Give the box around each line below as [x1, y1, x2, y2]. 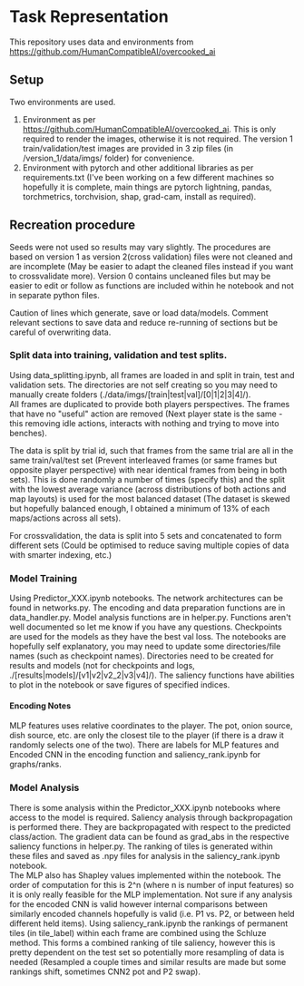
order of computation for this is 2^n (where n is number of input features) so [9, 879, 295, 890]
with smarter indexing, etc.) [9, 549, 113, 560]
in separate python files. [9, 289, 100, 300]
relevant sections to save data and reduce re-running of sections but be [9, 317, 279, 327]
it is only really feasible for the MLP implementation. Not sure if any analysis [9, 889, 293, 900]
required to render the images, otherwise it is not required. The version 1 [22, 133, 293, 144]
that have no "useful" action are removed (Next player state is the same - [9, 408, 283, 419]
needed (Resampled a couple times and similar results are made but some [9, 956, 287, 967]
